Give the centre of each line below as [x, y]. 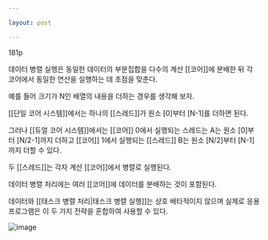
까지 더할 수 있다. [35, 150]
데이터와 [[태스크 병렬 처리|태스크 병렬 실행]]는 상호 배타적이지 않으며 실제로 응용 [134, 201]
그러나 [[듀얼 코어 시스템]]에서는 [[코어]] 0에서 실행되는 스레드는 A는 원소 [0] [128, 130]
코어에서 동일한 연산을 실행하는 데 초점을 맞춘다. [83, 79]
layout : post [30, 22]
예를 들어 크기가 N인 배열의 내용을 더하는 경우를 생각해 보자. [102, 96]
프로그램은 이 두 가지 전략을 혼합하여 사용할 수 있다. [88, 211]
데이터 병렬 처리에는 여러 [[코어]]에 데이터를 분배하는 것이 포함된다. [113, 184]
